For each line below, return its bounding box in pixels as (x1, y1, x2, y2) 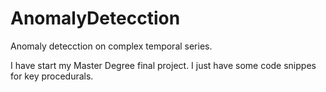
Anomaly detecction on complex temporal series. (10, 40, 213, 52)
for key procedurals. (10, 70, 94, 82)
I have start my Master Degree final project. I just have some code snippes (10, 59, 317, 71)
